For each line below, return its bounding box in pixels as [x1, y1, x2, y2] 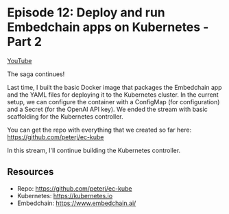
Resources [7, 166, 54, 178]
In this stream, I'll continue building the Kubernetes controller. [7, 146, 181, 154]
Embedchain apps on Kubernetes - [7, 19, 209, 35]
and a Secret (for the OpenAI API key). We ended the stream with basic [7, 105, 208, 113]
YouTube [7, 56, 32, 64]
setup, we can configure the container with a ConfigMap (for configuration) [7, 97, 220, 106]
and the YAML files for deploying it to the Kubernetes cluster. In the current [7, 91, 219, 99]
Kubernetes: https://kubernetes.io [16, 191, 113, 200]
